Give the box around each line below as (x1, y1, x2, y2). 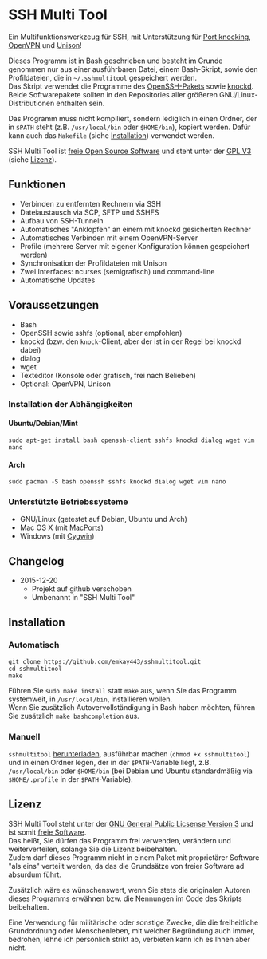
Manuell (8, 731, 41, 742)
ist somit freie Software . (8, 827, 87, 837)
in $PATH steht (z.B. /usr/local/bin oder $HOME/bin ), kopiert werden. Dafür (8, 122, 251, 132)
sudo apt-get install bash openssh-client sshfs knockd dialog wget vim (8, 436, 255, 444)
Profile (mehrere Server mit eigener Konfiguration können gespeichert (19, 241, 250, 251)
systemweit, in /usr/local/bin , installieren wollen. (8, 694, 173, 704)
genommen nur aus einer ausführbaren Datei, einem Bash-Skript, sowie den (8, 64, 258, 73)
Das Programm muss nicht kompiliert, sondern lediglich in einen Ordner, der (8, 113, 257, 123)
